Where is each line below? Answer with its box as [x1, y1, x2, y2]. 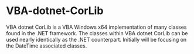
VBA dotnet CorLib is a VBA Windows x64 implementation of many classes [6, 23, 187, 31]
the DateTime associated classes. [6, 42, 87, 49]
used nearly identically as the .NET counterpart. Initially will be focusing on [6, 36, 187, 43]
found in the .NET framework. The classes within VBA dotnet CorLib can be [6, 29, 189, 36]
